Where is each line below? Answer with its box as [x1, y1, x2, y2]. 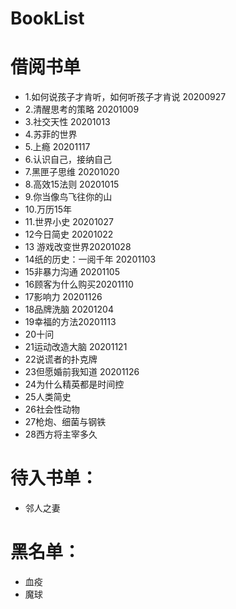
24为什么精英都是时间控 [24, 378, 125, 391]
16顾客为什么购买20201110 [24, 278, 134, 291]
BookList [10, 7, 85, 30]
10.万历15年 [24, 203, 73, 216]
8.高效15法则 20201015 [24, 178, 120, 191]
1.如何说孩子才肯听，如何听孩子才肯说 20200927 [24, 91, 227, 103]
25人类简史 [24, 391, 72, 403]
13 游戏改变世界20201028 [24, 241, 132, 253]
